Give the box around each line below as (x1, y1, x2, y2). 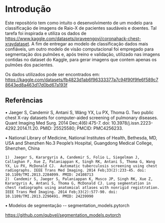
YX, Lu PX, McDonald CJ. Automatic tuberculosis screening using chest (5, 163, 158, 169)
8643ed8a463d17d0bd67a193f (5, 82, 68, 88)
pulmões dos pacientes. (5, 62, 54, 68)
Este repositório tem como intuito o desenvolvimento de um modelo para (5, 20, 153, 26)
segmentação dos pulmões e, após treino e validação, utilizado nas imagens (5, 51, 160, 57)
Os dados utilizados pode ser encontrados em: (5, 71, 100, 77)
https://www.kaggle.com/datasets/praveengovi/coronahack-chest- (5, 36, 141, 42)
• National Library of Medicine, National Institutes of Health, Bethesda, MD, (5, 134, 158, 140)
